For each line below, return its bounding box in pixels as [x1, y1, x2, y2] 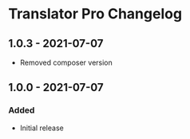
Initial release [19, 123, 64, 133]
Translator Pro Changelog [8, 5, 182, 23]
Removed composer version [19, 58, 113, 67]
